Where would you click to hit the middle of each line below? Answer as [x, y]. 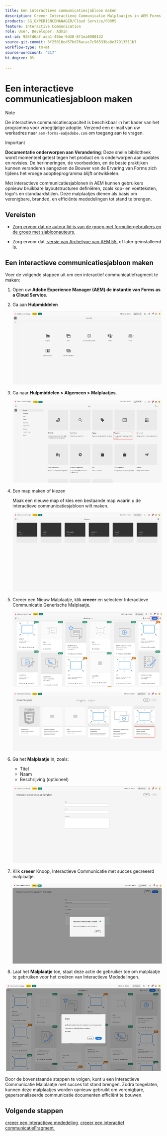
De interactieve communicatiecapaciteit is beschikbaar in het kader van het [82, 123]
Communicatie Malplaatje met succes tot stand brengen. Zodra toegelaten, [82, 1085]
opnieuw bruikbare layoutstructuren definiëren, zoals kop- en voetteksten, [81, 188]
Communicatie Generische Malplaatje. [51, 605]
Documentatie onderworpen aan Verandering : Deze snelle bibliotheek [78, 153]
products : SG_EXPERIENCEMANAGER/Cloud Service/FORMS [61, 21]
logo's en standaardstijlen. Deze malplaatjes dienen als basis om [71, 194]
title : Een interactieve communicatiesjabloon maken [61, 10]
